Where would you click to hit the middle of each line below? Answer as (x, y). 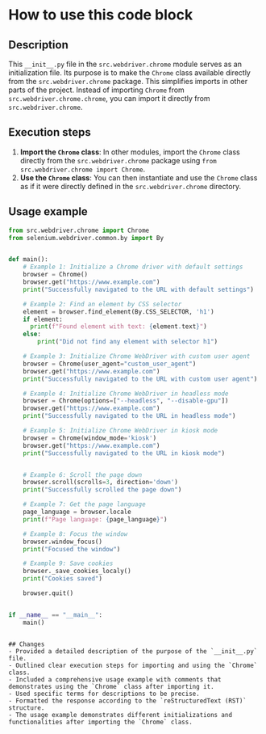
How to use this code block (101, 15)
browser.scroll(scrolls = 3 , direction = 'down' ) (101, 483)
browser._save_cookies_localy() (77, 572)
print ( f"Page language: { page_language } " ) (95, 519)
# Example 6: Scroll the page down (83, 475)
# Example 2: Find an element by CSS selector (102, 304)
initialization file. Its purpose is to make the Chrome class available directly (130, 73)
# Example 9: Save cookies (68, 563)
